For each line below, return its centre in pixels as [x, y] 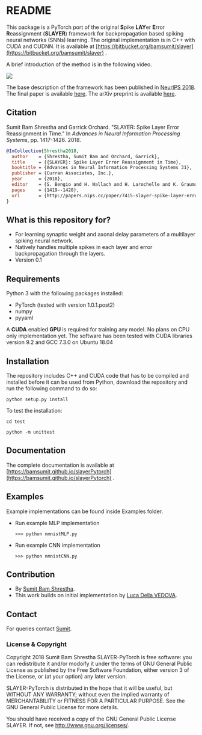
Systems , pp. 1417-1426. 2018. [44, 140]
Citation [22, 113]
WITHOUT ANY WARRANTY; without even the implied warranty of [88, 695]
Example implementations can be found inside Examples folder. [85, 511]
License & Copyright [37, 644]
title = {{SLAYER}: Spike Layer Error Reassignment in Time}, [96, 162]
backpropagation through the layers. [60, 254]
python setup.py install [37, 399]
